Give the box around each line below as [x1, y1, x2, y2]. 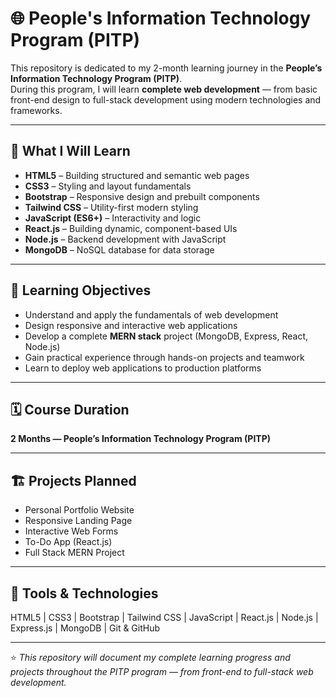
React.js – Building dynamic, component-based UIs [24, 222, 238, 234]
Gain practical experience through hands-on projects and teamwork [24, 351, 305, 363]
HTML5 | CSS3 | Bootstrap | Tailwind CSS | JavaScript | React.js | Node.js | [10, 612, 319, 623]
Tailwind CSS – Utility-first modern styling [24, 201, 199, 213]
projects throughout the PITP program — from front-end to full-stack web [10, 666, 314, 677]
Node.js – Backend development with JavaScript [24, 233, 227, 245]
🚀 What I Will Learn [10, 143, 131, 160]
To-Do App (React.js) [24, 536, 113, 548]
